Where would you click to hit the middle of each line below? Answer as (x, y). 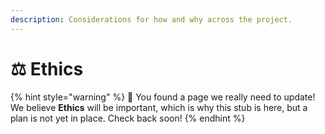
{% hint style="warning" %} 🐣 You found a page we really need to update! (163, 97)
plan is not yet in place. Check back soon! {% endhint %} (128, 118)
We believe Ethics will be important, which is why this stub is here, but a (159, 107)
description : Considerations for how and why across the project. (151, 19)
